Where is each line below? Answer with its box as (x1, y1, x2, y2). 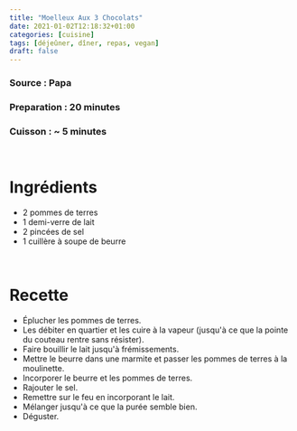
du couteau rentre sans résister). (22, 334, 144, 345)
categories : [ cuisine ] (9, 30, 95, 39)
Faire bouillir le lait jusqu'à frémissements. (22, 344, 180, 355)
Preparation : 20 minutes (9, 100, 121, 113)
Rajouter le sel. (22, 382, 79, 393)
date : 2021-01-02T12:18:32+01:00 (9, 22, 135, 31)
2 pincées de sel (22, 227, 84, 238)
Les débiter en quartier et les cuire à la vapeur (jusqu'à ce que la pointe (22, 324, 289, 335)
